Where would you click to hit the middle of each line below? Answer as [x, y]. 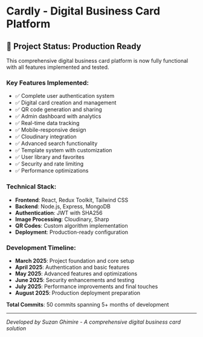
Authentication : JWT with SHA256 [59, 213]
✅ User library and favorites [50, 157]
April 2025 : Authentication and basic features [72, 267]
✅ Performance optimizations [52, 171]
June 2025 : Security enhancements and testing [75, 280]
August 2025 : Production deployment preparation [78, 293]
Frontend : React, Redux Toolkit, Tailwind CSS [72, 200]
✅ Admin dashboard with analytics [58, 117]
